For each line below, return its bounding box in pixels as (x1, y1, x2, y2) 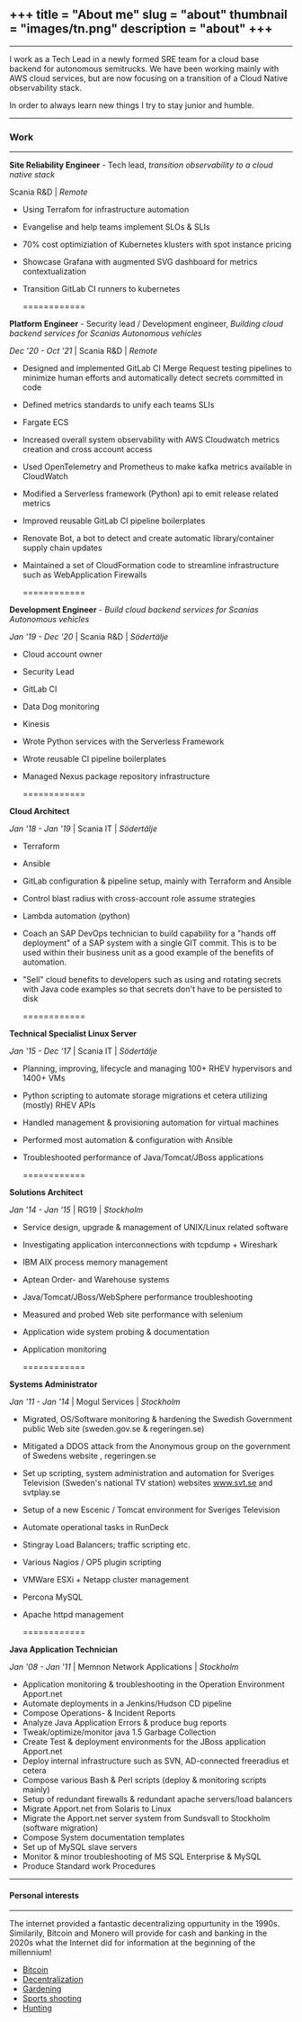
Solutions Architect (9, 1187, 84, 1198)
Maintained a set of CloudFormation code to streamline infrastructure (22, 560, 280, 571)
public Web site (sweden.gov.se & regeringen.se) (22, 1423, 205, 1435)
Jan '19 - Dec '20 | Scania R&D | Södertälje (9, 631, 169, 642)
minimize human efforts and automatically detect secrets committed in (22, 373, 283, 384)
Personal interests (9, 1890, 79, 1900)
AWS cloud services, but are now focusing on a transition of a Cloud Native (9, 72, 289, 84)
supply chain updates (22, 542, 102, 553)
